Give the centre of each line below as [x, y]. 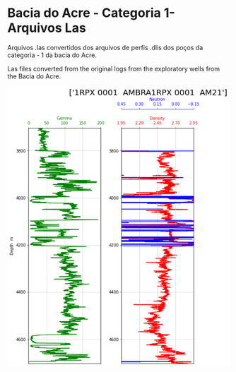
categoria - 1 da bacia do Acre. [52, 55]
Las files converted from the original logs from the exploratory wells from [114, 68]
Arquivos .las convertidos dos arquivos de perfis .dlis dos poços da [105, 47]
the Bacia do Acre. [34, 76]
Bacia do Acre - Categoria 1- [91, 13]
